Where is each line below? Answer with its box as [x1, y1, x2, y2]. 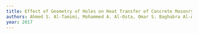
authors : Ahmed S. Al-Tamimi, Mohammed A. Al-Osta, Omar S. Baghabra [6, 14, 181, 20]
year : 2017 [6, 19, 33, 25]
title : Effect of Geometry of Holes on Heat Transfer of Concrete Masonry [6, 8, 194, 14]
